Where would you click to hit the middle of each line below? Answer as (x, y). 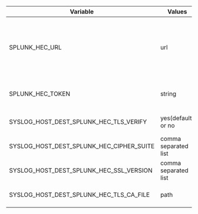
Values (177, 11)
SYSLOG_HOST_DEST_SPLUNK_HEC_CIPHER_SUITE (82, 146)
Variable (82, 11)
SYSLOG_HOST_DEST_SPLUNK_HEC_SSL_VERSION (81, 170)
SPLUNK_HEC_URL (35, 47)
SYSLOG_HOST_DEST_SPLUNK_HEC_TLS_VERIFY (78, 122)
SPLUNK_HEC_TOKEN (40, 94)
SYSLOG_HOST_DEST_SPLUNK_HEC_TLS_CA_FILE (80, 195)
